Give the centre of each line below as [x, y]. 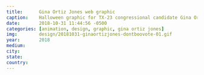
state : [15, 57]
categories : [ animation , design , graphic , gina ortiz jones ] [85, 29]
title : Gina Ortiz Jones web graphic [61, 12]
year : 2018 [28, 40]
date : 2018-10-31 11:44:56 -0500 [57, 23]
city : [13, 51]
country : [17, 62]
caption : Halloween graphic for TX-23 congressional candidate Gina [99, 18]
